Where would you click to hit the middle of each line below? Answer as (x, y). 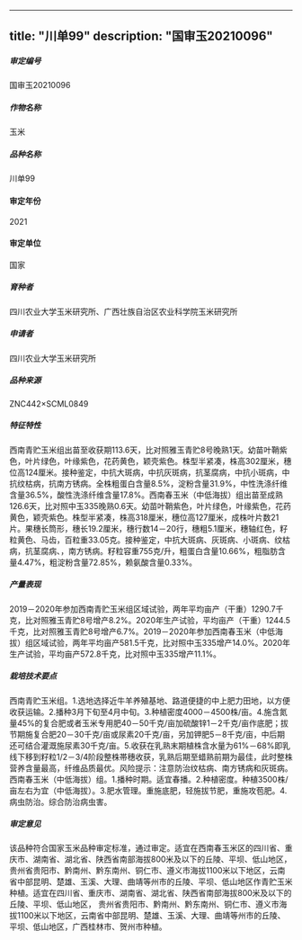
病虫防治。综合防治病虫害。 (61, 801)
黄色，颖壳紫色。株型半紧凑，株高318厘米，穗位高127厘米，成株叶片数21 (144, 517)
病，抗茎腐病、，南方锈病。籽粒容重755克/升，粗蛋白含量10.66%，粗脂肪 (144, 551)
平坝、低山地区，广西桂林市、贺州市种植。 (88, 927)
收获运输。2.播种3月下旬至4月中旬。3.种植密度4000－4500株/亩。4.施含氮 (148, 712)
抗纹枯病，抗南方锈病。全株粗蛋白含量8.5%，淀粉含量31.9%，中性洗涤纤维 (148, 483)
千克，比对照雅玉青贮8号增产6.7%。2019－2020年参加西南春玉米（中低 (142, 631)
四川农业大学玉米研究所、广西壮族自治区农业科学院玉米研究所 (124, 311)
